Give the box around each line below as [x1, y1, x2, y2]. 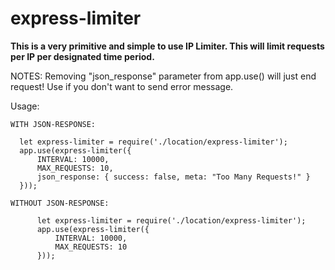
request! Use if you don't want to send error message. [10, 80, 234, 92]
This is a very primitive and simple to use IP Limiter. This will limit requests [10, 40, 325, 52]
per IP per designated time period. [10, 50, 155, 62]
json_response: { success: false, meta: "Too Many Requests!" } [36, 172, 311, 182]
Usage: [10, 100, 40, 112]
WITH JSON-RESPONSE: [10, 119, 97, 129]
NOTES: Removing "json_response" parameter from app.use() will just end [10, 70, 317, 82]
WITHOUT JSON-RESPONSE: [10, 198, 110, 208]
